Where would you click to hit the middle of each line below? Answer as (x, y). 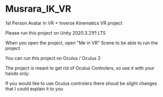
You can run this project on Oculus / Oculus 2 (53, 58)
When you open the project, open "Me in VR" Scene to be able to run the (81, 43)
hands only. (17, 73)
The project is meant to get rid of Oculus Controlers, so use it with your (80, 68)
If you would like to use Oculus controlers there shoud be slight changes (81, 83)
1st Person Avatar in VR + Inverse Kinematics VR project (64, 23)
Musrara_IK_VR (38, 9)
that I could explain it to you (34, 89)
